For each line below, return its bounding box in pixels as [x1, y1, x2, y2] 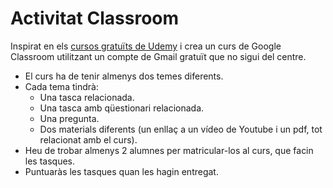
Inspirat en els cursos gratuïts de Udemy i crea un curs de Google [10, 40, 282, 52]
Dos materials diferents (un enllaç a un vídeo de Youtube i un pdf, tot [39, 123, 323, 135]
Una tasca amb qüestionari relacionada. [39, 102, 205, 114]
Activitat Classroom [10, 7, 180, 30]
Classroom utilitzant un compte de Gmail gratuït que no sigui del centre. [10, 50, 307, 62]
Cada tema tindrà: [24, 80, 99, 92]
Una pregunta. [39, 112, 100, 124]
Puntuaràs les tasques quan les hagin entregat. [24, 165, 219, 177]
